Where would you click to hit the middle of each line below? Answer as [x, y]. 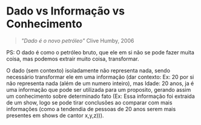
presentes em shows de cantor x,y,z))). [55, 115]
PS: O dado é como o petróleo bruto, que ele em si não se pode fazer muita [100, 52]
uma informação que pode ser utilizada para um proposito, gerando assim [99, 89]
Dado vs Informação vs [66, 11]
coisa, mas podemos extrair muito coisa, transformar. [73, 59]
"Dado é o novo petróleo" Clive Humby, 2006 [77, 40]
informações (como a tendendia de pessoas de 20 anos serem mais [91, 109]
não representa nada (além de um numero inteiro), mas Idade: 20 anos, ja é [100, 83]
